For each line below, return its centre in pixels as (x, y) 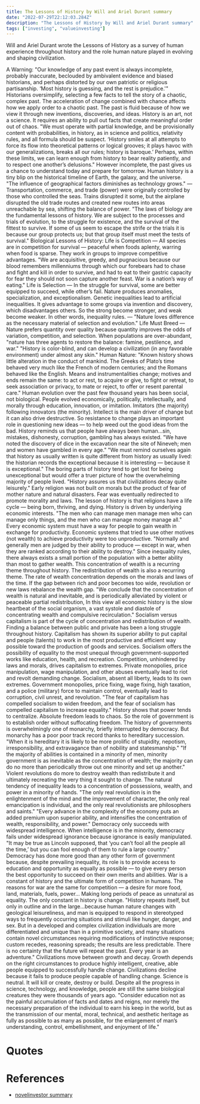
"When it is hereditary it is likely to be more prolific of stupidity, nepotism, (96, 742)
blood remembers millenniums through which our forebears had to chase (96, 266)
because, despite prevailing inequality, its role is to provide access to (91, 862)
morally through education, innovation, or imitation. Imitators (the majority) (98, 406)
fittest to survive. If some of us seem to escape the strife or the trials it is (96, 228)
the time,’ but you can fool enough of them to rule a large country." (88, 849)
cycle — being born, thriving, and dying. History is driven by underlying (94, 507)
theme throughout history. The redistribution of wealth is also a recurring (96, 570)
